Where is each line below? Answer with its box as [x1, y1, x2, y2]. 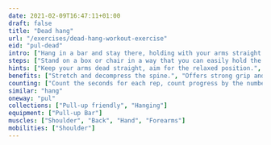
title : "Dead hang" [8, 27, 74, 35]
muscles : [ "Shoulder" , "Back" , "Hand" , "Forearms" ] [8, 117, 186, 125]
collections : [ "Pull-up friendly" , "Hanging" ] [8, 101, 168, 110]
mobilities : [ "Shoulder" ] [8, 124, 95, 132]
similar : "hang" [8, 86, 63, 95]
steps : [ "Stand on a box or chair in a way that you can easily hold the [8, 57, 262, 65]
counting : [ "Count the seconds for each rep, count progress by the [8, 79, 244, 87]
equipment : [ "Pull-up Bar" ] [8, 110, 103, 118]
